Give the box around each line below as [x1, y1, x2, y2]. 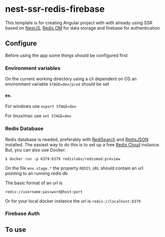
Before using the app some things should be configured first [5, 52, 128, 58]
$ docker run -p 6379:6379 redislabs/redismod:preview [5, 156, 121, 161]
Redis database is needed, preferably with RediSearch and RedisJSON [5, 136, 149, 142]
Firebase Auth [5, 210, 40, 217]
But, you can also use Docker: [5, 147, 66, 153]
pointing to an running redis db [5, 170, 68, 176]
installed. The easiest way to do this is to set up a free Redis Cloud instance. [5, 141, 161, 147]
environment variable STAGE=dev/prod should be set [5, 81, 110, 87]
